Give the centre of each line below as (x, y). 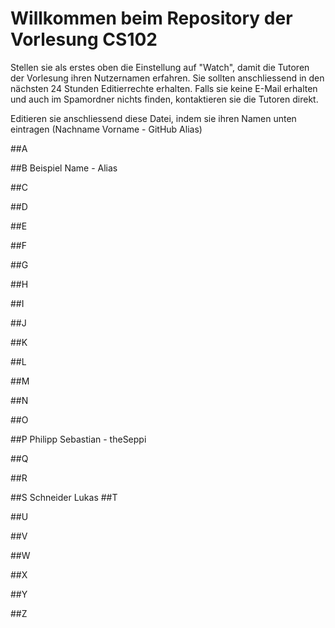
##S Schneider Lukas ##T (64, 497)
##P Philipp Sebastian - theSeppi (78, 439)
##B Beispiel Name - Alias (64, 168)
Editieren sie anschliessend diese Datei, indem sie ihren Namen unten (153, 118)
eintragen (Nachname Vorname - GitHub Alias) (106, 129)
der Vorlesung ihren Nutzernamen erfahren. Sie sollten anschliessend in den (167, 78)
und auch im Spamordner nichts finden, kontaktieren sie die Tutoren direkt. (164, 99)
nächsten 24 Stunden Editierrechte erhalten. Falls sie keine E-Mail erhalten (164, 88)
